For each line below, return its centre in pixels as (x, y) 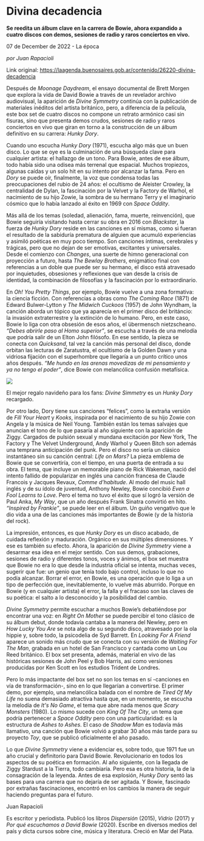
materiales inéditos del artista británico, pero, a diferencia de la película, (96, 107)
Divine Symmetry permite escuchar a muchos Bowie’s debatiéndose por (97, 609)
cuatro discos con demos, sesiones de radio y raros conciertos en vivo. (98, 34)
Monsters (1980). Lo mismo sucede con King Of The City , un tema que (95, 711)
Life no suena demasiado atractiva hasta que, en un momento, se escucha (99, 698)
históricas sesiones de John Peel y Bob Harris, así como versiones (90, 661)
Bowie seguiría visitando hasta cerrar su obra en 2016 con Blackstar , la (95, 222)
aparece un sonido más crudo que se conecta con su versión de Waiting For (102, 641)
